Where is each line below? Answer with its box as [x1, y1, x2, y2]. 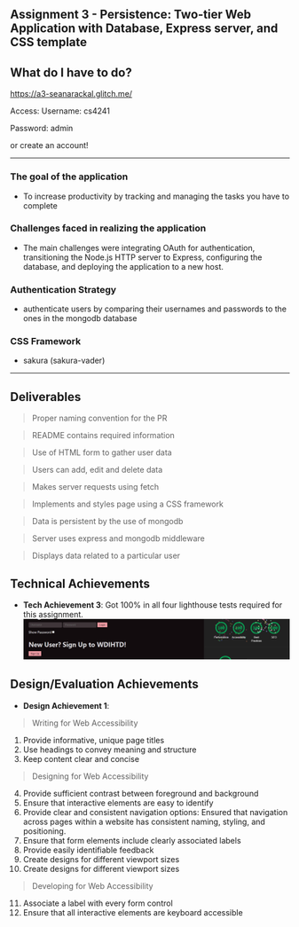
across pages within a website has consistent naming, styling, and [22, 816, 265, 827]
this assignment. [22, 609, 83, 620]
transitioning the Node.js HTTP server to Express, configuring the [22, 252, 263, 263]
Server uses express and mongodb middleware [31, 533, 205, 544]
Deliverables [10, 389, 82, 405]
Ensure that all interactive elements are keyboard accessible [22, 907, 243, 917]
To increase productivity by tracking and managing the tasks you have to [22, 191, 290, 201]
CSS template [10, 35, 88, 50]
